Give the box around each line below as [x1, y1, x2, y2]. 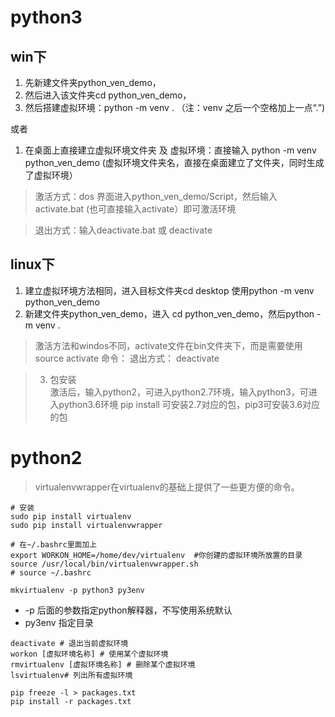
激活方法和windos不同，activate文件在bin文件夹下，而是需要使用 [34, 339, 303, 351]
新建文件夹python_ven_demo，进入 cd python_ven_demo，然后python [24, 307, 315, 320]
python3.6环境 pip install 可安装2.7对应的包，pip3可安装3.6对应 [58, 398, 321, 410]
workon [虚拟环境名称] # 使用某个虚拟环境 [10, 649, 169, 659]
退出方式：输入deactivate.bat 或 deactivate [34, 224, 213, 236]
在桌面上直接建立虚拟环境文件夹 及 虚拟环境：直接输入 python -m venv [24, 144, 317, 156]
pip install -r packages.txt [10, 696, 132, 706]
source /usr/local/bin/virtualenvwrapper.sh [10, 559, 199, 569]
